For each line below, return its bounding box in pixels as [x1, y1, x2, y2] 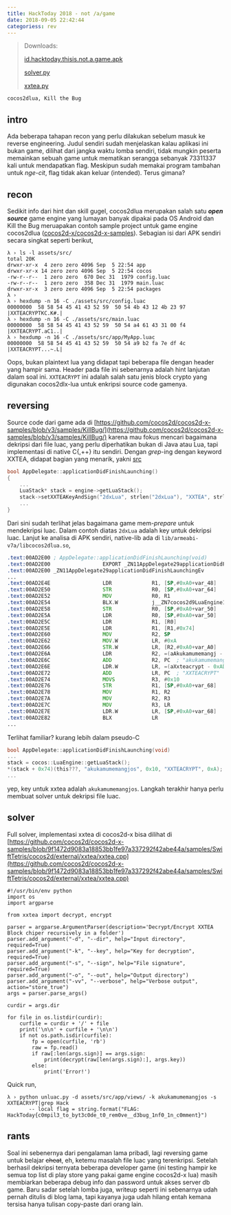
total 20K [7, 256, 36, 262]
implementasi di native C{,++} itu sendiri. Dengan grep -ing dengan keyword [7, 447, 222, 455]
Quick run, [7, 1080, 36, 1088]
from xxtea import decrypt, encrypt [7, 911, 112, 918]
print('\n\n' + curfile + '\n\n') [19, 1026, 118, 1033]
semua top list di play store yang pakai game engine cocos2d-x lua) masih [7, 1170, 218, 1178]
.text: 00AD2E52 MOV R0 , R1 [7, 593, 170, 600]
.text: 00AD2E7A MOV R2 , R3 [7, 695, 170, 703]
